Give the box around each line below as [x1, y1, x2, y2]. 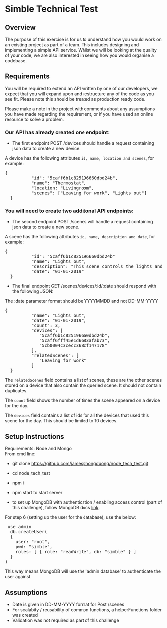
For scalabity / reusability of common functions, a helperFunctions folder [12, 607, 162, 613]
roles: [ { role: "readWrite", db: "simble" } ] [15, 549, 137, 555]
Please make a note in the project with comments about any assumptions [5, 106, 155, 112]
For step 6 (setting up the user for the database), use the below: [5, 514, 137, 520]
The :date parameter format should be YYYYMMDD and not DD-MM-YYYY [5, 298, 158, 304]
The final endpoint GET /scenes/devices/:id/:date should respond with [12, 283, 157, 289]
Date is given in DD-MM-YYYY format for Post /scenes [12, 601, 125, 608]
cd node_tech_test [12, 470, 50, 476]
